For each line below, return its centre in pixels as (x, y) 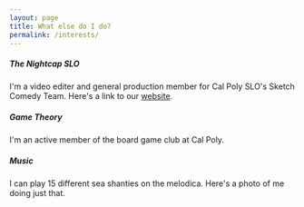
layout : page (34, 18)
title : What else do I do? (60, 26)
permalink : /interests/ (54, 34)
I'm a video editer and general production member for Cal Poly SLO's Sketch (152, 86)
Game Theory (36, 117)
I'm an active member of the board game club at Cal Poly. (117, 140)
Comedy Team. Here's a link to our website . (91, 96)
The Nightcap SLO (44, 64)
